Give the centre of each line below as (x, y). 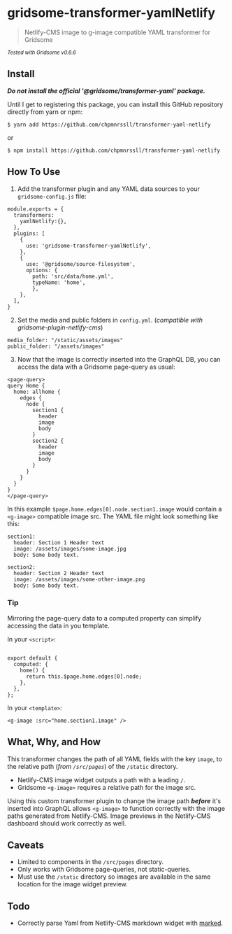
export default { (32, 658)
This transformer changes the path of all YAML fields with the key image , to (115, 759)
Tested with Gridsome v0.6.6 (42, 52)
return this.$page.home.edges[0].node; (84, 677)
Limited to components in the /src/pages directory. (90, 862)
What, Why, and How (54, 742)
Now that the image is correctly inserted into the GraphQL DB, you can (119, 359)
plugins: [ (29, 233)
